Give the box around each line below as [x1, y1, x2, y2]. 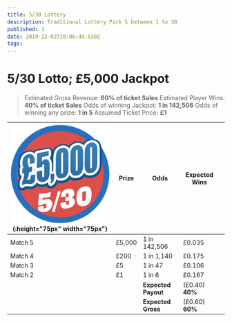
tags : [7, 40, 23, 48]
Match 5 [10, 238, 35, 247]
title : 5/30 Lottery [7, 11, 67, 18]
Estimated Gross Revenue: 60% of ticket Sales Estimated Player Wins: [23, 94, 225, 102]
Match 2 [10, 271, 35, 279]
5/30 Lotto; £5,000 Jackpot [7, 71, 170, 86]
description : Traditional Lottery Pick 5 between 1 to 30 [7, 18, 177, 26]
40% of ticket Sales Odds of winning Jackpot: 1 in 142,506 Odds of [23, 101, 219, 110]
